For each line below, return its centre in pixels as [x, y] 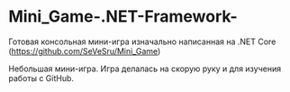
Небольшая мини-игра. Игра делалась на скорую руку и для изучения [145, 69]
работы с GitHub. [41, 78]
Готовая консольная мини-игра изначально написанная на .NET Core [142, 41]
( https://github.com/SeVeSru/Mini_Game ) [85, 51]
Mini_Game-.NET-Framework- [123, 17]
